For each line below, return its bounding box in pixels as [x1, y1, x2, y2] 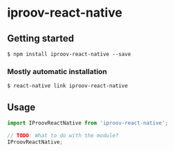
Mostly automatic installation [7, 66, 108, 76]
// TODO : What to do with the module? [7, 132, 119, 139]
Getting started [7, 33, 75, 44]
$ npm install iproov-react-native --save [7, 51, 131, 57]
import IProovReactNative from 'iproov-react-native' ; [7, 120, 168, 127]
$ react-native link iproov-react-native [7, 82, 128, 89]
